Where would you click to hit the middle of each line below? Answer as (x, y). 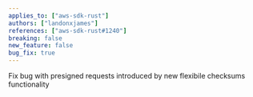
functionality (29, 84)
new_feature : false (41, 46)
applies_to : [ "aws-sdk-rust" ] (59, 16)
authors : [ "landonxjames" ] (53, 23)
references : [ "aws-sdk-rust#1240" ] (68, 30)
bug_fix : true (32, 53)
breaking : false (35, 38)
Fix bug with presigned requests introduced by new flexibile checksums (127, 76)
